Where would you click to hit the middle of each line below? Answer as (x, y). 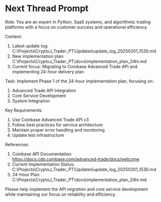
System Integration (31, 101)
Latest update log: (30, 46)
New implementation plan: (38, 56)
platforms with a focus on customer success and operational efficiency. (76, 27)
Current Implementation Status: (43, 164)
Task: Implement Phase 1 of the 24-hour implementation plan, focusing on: (80, 81)
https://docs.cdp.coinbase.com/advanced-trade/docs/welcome (76, 159)
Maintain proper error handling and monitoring (58, 130)
